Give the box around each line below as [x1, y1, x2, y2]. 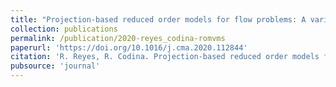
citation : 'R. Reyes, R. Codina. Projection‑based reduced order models [10, 52, 320, 62]
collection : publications [10, 24, 118, 34]
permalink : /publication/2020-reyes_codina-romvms [10, 33, 226, 43]
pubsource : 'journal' [10, 61, 101, 71]
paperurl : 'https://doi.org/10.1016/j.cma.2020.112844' [10, 42, 248, 53]
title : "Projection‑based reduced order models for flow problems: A [10, 14, 307, 25]
